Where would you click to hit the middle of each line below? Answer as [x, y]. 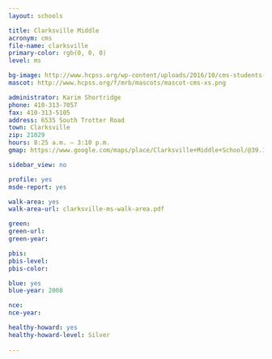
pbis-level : [28, 261]
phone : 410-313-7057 [43, 105]
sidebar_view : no [38, 165]
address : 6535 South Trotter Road [67, 120]
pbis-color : [28, 268]
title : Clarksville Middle [54, 30]
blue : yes [25, 283]
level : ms [25, 61]
